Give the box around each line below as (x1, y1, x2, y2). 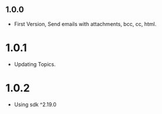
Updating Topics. (14, 60, 56, 67)
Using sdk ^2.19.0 (14, 100, 57, 108)
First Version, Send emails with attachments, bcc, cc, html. (14, 20, 157, 27)
